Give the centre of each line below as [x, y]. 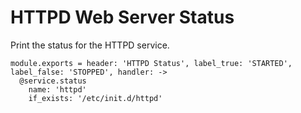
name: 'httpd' [57, 89]
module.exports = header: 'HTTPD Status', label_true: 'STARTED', [151, 63]
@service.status [53, 81]
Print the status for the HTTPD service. [90, 45]
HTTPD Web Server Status [122, 17]
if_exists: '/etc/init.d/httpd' [95, 98]
